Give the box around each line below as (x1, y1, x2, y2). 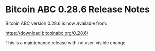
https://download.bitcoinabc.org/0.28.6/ (5, 30, 89, 36)
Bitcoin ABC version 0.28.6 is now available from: (5, 20, 107, 26)
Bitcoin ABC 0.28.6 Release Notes (5, 4, 150, 15)
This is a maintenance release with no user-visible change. (5, 39, 127, 46)
